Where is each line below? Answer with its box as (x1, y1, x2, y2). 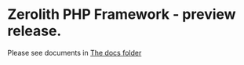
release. (7, 22, 62, 40)
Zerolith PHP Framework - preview (7, 5, 236, 23)
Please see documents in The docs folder (7, 48, 142, 57)
